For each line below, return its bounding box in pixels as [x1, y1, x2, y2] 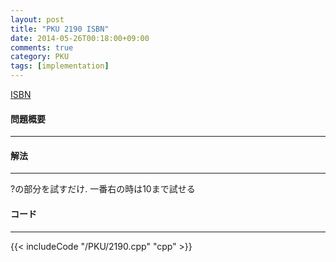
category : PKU [10, 52, 70, 62]
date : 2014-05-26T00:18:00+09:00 [10, 33, 150, 43]
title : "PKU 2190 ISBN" [10, 24, 110, 34]
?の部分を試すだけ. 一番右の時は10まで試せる [10, 183, 196, 195]
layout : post [10, 14, 65, 25]
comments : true [10, 42, 74, 53]
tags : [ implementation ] [10, 61, 110, 71]
